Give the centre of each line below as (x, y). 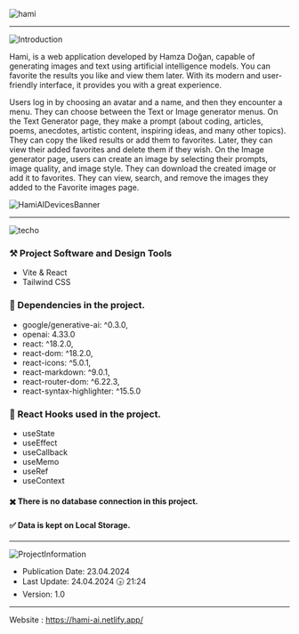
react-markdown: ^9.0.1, (66, 372)
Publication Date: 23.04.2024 (76, 571)
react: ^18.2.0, (48, 344)
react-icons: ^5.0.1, (57, 362)
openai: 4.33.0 (48, 334)
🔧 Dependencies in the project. (77, 305)
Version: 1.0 (43, 594)
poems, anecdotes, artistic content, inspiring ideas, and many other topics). (148, 130)
